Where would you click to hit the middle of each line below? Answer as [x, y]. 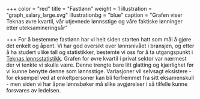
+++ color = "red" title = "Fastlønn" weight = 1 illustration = [79, 9]
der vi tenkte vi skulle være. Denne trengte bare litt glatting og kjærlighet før [100, 65]
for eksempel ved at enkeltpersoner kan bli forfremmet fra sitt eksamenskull [100, 78]
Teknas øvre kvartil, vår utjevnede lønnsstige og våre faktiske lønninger [95, 21]
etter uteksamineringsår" [37, 28]
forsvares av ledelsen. [34, 90]
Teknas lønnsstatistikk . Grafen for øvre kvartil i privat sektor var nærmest [96, 58]
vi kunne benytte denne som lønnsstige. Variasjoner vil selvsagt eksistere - [99, 71]
